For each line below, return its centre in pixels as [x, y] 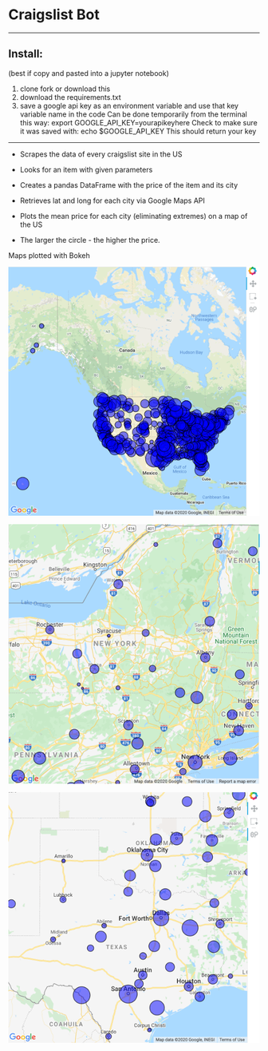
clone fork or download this [65, 89]
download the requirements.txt [70, 97]
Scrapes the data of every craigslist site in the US [101, 154]
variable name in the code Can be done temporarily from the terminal [133, 114]
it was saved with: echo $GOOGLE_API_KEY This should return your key [138, 131]
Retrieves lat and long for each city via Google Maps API [112, 200]
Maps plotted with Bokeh [49, 255]
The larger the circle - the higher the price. [90, 240]
